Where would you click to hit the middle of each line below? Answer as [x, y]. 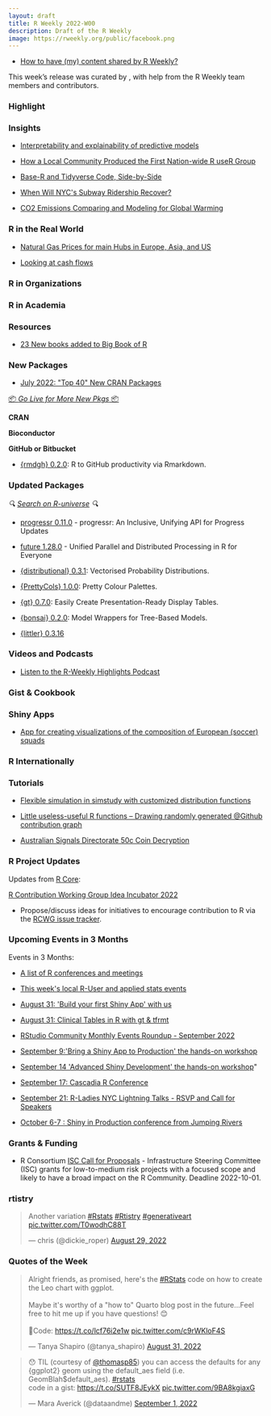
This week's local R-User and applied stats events [103, 988]
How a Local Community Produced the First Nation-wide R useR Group [138, 161]
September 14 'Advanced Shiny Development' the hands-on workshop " [139, 1066]
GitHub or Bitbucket [42, 449]
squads [32, 740]
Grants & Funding [43, 1143]
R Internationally [42, 761]
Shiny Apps [31, 714]
